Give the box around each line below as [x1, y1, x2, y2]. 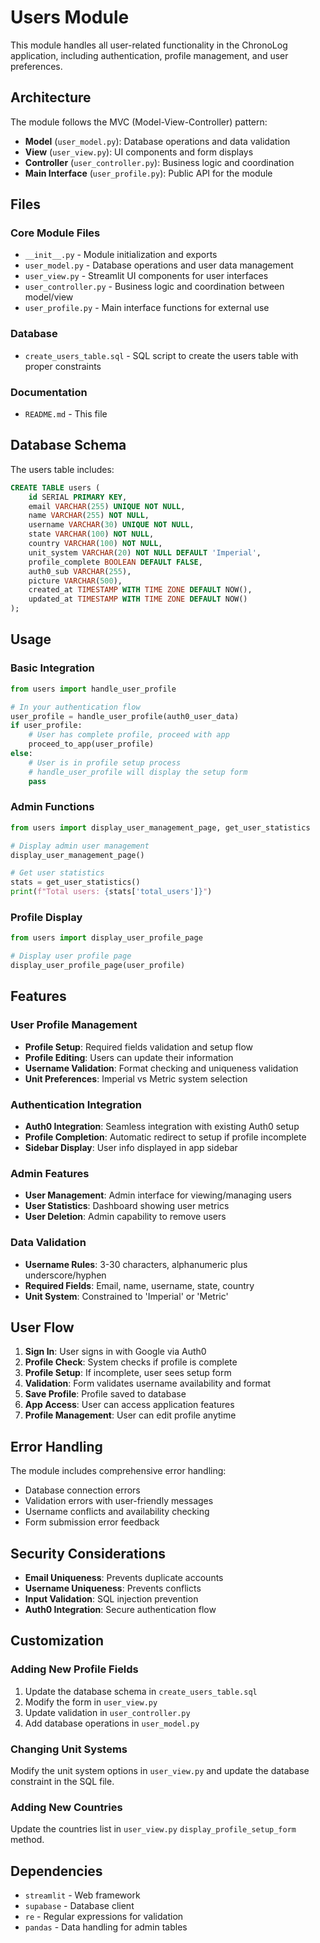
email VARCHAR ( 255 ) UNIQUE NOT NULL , [28, 501, 186, 511]
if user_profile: [10, 721, 83, 731]
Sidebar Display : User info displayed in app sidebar [24, 1141, 238, 1153]
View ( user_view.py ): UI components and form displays [24, 146, 254, 158]
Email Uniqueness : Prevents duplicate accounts [24, 1572, 224, 1584]
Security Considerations [10, 1545, 167, 1562]
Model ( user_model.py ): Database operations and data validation [24, 135, 291, 147]
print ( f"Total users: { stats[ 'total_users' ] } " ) [10, 887, 213, 897]
